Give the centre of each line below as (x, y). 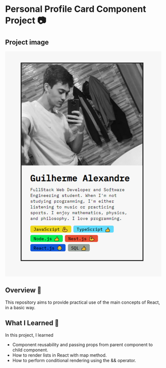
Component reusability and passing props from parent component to (83, 344)
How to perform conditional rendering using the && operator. (74, 360)
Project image (27, 42)
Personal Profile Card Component (76, 9)
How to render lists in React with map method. (59, 355)
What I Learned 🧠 (32, 323)
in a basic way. (20, 307)
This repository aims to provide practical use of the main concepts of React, (83, 302)
